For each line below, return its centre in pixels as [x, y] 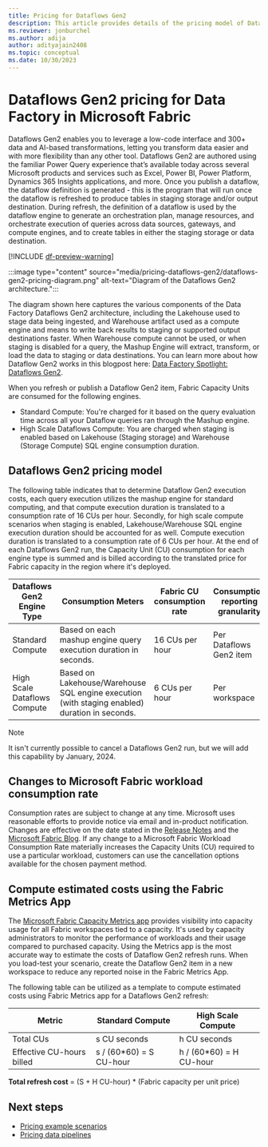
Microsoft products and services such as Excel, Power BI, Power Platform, [130, 173]
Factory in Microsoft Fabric [100, 117]
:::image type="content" [48, 272]
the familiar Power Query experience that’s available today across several [129, 164]
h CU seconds [206, 1039]
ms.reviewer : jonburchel [49, 30]
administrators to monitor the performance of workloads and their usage [127, 938]
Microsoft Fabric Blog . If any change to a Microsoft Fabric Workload [120, 838]
